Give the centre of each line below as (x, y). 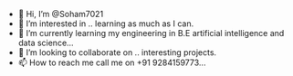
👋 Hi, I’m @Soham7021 (61, 14)
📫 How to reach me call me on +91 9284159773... (112, 62)
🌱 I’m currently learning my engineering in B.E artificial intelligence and (151, 33)
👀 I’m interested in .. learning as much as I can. (106, 24)
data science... (46, 43)
